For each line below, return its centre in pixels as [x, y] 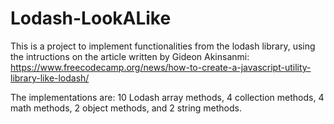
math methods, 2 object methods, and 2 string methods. [126, 108]
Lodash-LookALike [91, 18]
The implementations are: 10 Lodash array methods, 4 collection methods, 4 [167, 97]
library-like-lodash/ [50, 78]
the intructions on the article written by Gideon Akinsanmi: [130, 56]
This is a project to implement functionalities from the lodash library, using [163, 46]
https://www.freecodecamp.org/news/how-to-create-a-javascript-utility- [161, 67]
